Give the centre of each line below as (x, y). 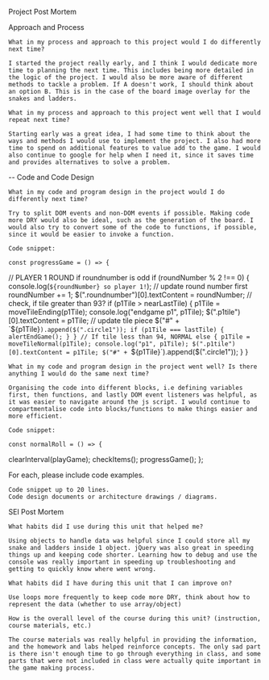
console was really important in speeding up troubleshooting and (122, 562)
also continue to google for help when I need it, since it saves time (131, 155)
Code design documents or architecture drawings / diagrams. (113, 497)
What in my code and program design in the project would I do (117, 192)
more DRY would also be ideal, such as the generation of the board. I (131, 220)
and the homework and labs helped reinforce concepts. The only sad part (135, 647)
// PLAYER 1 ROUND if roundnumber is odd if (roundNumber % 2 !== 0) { (129, 277)
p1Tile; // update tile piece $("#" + (124, 321)
